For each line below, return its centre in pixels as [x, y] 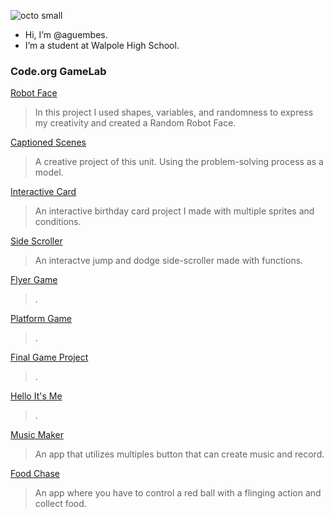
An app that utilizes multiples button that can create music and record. [179, 454]
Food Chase [35, 474]
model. [49, 172]
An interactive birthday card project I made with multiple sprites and [174, 211]
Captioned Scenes [48, 142]
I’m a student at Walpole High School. [102, 45]
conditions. [58, 222]
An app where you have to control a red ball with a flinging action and [178, 493]
